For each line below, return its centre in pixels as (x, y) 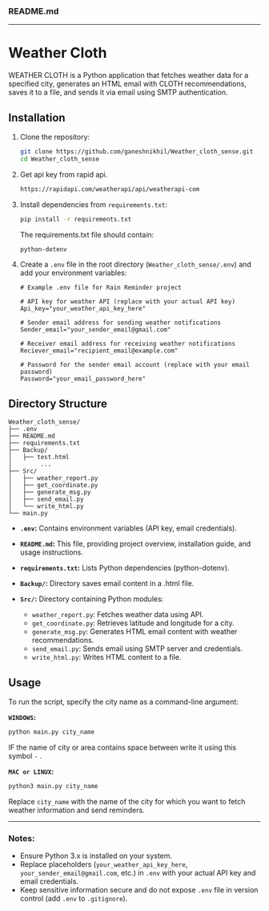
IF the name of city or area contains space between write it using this (122, 747)
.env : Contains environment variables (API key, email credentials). (128, 528)
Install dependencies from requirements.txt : (94, 204)
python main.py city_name (51, 732)
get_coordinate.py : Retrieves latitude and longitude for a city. (133, 623)
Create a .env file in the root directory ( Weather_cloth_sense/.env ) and (136, 264)
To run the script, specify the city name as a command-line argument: (123, 702)
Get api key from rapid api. (64, 174)
